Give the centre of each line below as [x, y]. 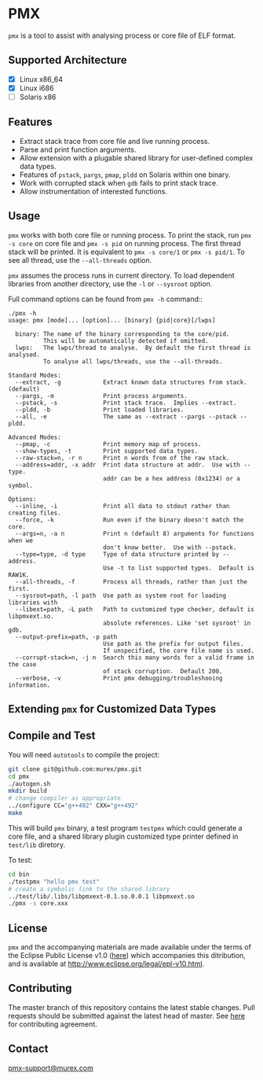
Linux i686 [37, 88]
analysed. [24, 355]
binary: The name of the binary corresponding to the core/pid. [122, 334]
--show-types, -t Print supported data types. [107, 451]
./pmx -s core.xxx [38, 904]
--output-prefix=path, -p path [66, 637]
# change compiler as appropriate [65, 798]
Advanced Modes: [35, 437]
